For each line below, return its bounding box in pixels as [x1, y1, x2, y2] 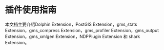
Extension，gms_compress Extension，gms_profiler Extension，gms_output [5, 27, 159, 33]
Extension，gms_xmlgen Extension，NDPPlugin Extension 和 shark [5, 33, 140, 39]
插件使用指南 [5, 4, 57, 16]
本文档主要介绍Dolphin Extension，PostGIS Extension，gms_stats [5, 21, 138, 27]
